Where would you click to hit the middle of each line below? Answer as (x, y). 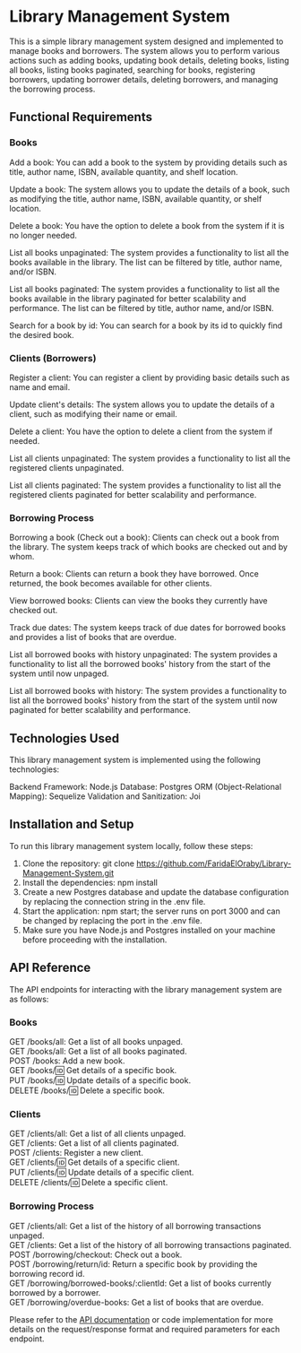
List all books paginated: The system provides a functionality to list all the (145, 289)
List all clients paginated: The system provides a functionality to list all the (146, 485)
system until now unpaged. (59, 673)
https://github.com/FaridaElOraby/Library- (214, 863)
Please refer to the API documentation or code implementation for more (141, 1319)
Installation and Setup (72, 824)
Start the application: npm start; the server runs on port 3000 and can (151, 911)
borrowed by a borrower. (55, 1292)
